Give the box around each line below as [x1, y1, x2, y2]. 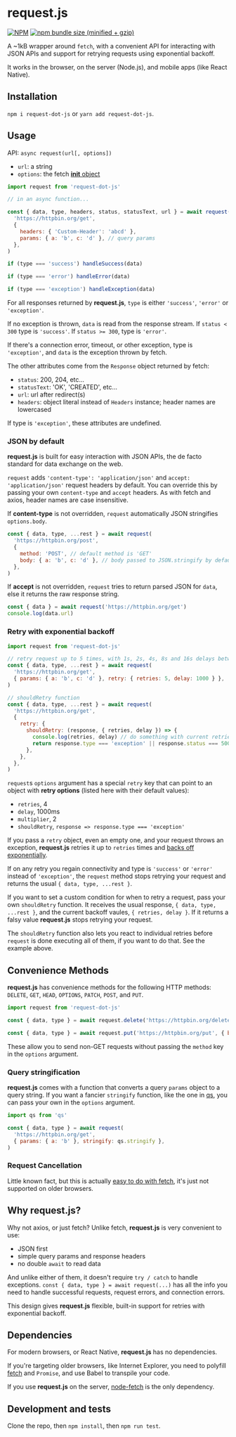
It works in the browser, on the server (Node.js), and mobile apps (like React [7, 63, 228, 71]
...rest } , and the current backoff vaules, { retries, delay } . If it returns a [7, 908, 229, 917]
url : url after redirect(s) [17, 390, 86, 399]
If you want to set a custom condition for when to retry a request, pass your [7, 893, 226, 901]
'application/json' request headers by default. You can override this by [7, 481, 218, 489]
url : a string [17, 162, 53, 170]
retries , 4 [17, 800, 48, 808]
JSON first [17, 1244, 48, 1253]
